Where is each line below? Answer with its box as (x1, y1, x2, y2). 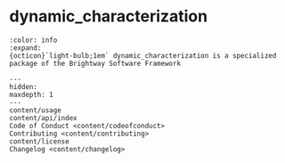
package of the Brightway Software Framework (9, 59, 181, 68)
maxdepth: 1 (9, 90, 53, 99)
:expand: (9, 43, 42, 53)
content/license (9, 136, 69, 146)
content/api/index (9, 113, 77, 122)
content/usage (9, 105, 62, 115)
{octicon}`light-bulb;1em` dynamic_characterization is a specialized (9, 51, 277, 60)
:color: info (9, 36, 58, 45)
